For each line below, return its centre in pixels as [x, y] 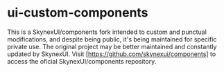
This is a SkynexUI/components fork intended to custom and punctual [107, 32]
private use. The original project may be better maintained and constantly [112, 46]
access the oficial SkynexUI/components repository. [82, 61]
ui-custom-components [78, 13]
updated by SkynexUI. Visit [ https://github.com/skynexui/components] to [112, 54]
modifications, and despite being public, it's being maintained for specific [112, 39]
